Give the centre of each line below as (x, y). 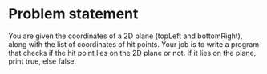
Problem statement (73, 14)
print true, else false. (42, 61)
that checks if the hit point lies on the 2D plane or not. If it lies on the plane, (132, 53)
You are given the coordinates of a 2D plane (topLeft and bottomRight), (125, 36)
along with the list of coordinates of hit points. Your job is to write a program (133, 44)
